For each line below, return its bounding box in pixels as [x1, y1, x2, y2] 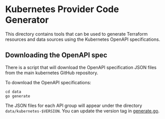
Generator [5, 14, 49, 26]
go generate [5, 93, 30, 99]
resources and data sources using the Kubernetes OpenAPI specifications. [5, 36, 160, 42]
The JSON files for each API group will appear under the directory [5, 102, 142, 108]
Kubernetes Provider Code [5, 4, 120, 15]
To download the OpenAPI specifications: [5, 79, 92, 85]
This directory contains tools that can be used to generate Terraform [5, 31, 148, 37]
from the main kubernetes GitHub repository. [5, 70, 98, 76]
